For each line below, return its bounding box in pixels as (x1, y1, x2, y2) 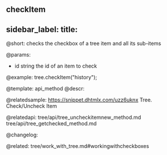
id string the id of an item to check (14, 62, 98, 69)
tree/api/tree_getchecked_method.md (6, 120, 97, 127)
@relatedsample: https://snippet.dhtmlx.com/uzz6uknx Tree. (6, 96, 152, 104)
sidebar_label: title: (6, 24, 78, 34)
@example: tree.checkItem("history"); (6, 74, 98, 81)
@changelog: (6, 131, 39, 139)
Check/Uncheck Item (6, 103, 57, 110)
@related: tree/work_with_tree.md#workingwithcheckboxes (6, 143, 149, 150)
